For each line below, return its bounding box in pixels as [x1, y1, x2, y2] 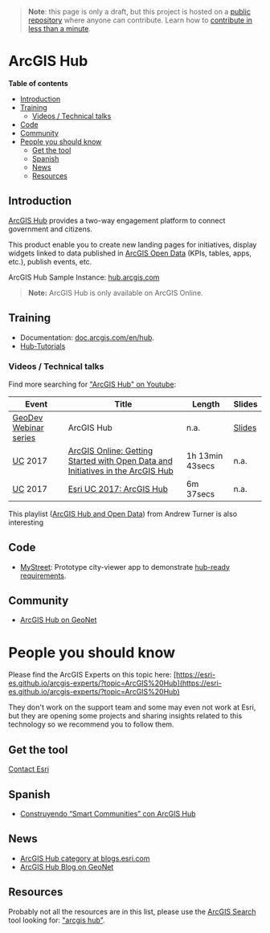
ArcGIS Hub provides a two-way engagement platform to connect [8, 215, 226, 225]
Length [192, 398, 220, 409]
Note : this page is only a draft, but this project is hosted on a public [27, 7, 252, 16]
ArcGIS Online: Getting [67, 445, 153, 456]
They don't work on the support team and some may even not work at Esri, [8, 702, 256, 712]
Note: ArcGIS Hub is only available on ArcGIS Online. [27, 288, 203, 297]
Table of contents [8, 78, 68, 88]
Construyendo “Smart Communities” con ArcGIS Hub [19, 809, 196, 819]
